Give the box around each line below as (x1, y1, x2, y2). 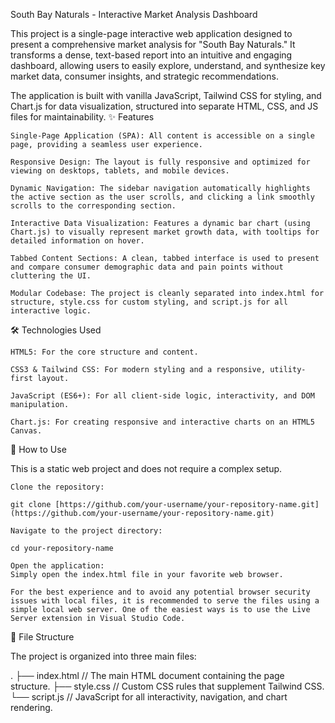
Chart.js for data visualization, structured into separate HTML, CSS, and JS (10, 100, 319, 112)
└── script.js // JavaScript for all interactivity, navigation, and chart (10, 691, 288, 703)
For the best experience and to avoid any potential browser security (10, 587, 311, 597)
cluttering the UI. (10, 271, 92, 281)
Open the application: (10, 561, 105, 571)
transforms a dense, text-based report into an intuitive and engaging (10, 49, 293, 61)
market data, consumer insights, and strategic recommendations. (10, 70, 279, 82)
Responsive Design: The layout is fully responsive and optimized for (10, 157, 311, 167)
